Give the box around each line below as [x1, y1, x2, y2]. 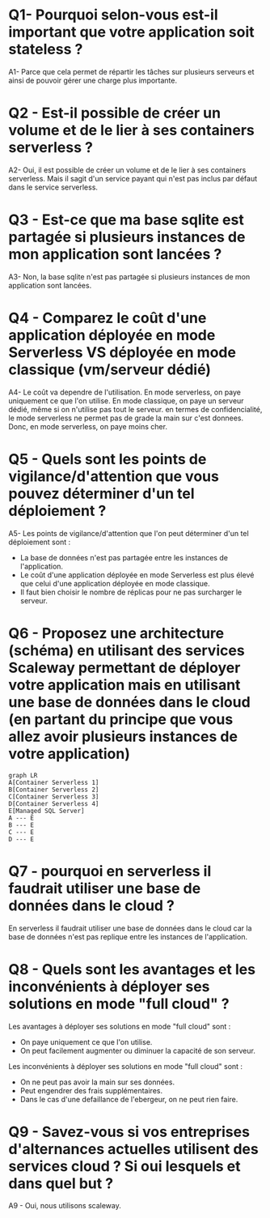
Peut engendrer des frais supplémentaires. [19, 1085, 163, 1095]
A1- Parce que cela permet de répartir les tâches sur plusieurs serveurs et [8, 66, 255, 76]
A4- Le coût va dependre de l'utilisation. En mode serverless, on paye [8, 387, 241, 397]
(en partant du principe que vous [8, 710, 234, 728]
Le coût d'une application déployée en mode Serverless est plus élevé [19, 569, 255, 580]
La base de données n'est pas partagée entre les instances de [19, 552, 229, 562]
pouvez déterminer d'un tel [8, 484, 196, 503]
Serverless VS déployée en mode [8, 343, 237, 361]
